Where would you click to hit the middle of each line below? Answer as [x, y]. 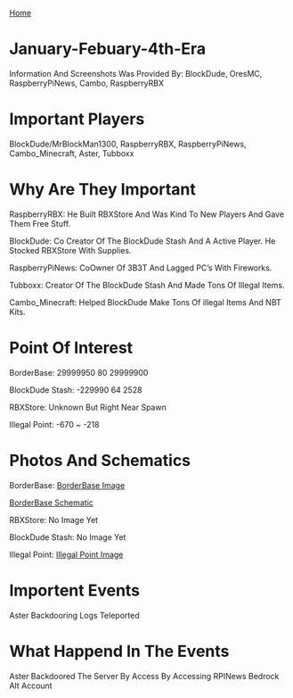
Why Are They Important [102, 190]
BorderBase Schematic [51, 503]
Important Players [77, 119]
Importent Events [75, 590]
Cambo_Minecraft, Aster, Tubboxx [72, 153]
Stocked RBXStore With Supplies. [70, 250]
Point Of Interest [71, 348]
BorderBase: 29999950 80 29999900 [79, 372]
